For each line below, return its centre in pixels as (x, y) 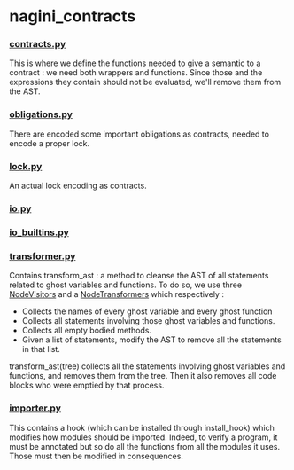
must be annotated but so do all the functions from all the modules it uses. (145, 446)
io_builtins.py (39, 232)
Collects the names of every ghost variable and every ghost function (147, 311)
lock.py (26, 166)
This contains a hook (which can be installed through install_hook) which (142, 427)
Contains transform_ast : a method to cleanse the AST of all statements (139, 276)
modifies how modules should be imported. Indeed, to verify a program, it (143, 437)
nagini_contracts (73, 16)
